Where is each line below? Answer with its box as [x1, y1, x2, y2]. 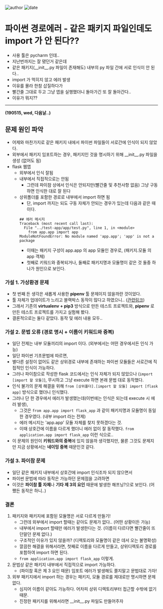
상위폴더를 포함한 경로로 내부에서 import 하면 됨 [19, 194, 110, 200]
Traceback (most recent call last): [19, 221, 94, 226]
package [19, 238, 35, 243]
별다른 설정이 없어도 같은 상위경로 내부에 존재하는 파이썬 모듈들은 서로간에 [12, 359, 152, 365]
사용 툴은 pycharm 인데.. [12, 52, 60, 58]
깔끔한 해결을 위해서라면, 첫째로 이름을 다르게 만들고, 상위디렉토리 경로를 [19, 543, 157, 549]
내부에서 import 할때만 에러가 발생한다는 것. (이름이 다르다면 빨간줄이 [19, 525, 150, 531]
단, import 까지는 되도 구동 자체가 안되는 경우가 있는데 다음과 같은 [26, 200, 151, 206]
